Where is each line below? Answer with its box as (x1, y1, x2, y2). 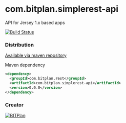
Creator (5, 101, 24, 108)
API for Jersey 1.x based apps (5, 20, 65, 25)
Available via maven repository (5, 52, 67, 58)
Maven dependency (5, 62, 45, 68)
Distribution (5, 41, 34, 48)
